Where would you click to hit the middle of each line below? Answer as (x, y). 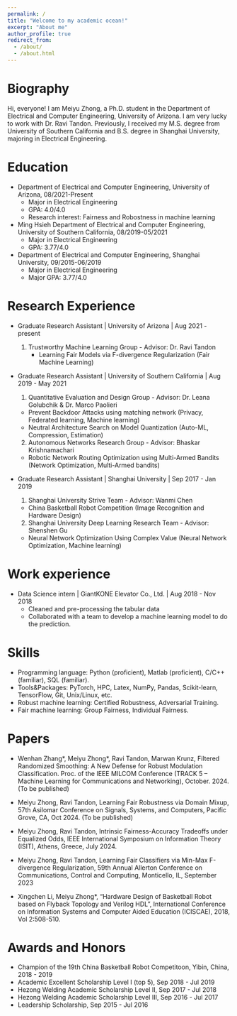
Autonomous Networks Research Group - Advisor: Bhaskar (114, 442)
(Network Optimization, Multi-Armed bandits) (94, 465)
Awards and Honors (67, 947)
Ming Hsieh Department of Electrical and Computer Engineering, (111, 224)
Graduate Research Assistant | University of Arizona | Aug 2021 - (112, 326)
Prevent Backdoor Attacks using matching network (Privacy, (116, 412)
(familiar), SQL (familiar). (53, 679)
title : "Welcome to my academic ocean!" (68, 21)
